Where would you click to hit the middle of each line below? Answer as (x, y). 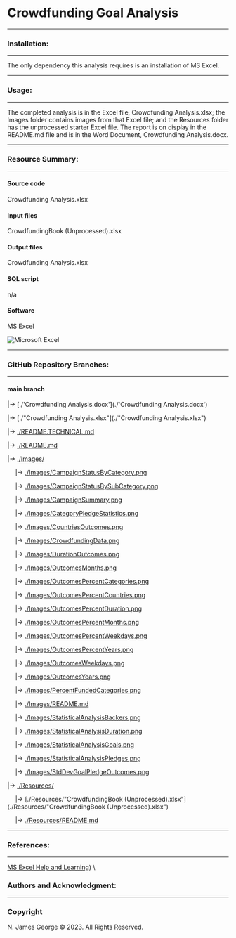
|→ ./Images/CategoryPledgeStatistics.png (77, 514)
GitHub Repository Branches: (58, 365)
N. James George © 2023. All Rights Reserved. (76, 927)
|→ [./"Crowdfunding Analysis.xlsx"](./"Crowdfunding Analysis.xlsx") (107, 418)
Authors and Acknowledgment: (62, 885)
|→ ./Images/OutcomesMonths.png (66, 568)
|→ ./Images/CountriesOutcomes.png (69, 527)
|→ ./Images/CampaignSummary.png (69, 500)
